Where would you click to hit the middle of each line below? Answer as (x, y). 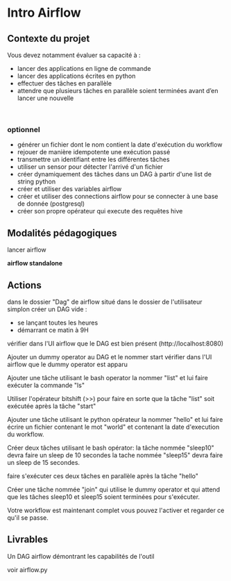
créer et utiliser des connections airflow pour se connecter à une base (118, 197)
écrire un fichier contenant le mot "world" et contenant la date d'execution (113, 427)
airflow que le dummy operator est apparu (68, 364)
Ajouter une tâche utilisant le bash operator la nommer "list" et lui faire (108, 377)
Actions (24, 285)
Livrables (28, 540)
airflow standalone (35, 263)
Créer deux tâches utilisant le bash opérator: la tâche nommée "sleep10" (111, 448)
